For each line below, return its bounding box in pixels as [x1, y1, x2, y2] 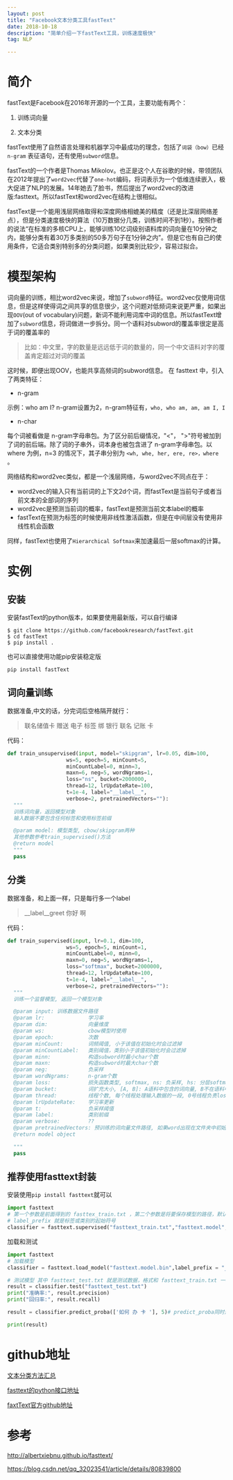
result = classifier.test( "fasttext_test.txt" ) [7, 1283, 148, 1290]
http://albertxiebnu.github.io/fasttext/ [7, 1451, 113, 1459]
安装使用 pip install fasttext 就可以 [7, 1191, 112, 1199]
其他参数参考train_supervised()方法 [13, 834, 111, 841]
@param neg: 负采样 [13, 1066, 104, 1073]
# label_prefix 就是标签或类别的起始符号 [7, 1218, 116, 1225]
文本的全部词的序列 [23, 496, 78, 504]
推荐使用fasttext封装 [7, 1171, 97, 1183]
